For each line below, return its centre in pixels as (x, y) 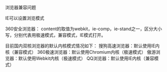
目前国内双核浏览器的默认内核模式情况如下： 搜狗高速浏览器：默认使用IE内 (82, 46)
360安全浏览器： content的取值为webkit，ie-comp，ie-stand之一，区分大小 (83, 29)
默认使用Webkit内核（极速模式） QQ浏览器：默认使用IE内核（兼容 (86, 58)
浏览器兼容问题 (21, 7)
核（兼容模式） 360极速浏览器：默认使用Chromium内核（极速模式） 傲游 (81, 52)
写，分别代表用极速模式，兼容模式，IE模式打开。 (56, 35)
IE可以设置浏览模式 (25, 18)
